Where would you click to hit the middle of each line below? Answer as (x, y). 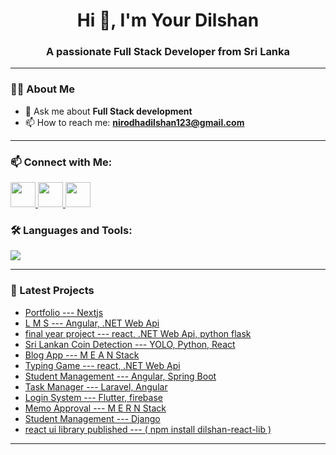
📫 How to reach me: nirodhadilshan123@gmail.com (134, 122)
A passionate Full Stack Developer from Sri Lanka (168, 52)
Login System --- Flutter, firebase (93, 397)
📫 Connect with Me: (61, 162)
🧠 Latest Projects (52, 291)
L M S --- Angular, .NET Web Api (92, 323)
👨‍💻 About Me (42, 89)
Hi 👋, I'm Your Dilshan (168, 20)
